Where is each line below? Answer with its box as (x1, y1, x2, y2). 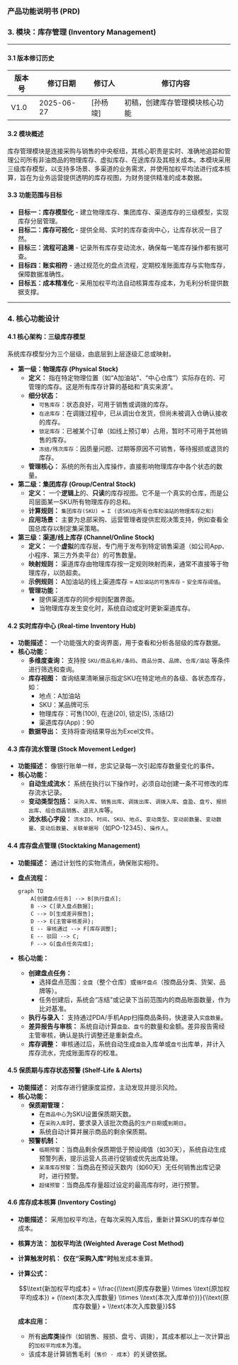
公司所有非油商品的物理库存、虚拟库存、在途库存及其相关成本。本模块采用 (13, 155, 231, 164)
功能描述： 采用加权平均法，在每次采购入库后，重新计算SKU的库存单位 (17, 1215, 225, 1223)
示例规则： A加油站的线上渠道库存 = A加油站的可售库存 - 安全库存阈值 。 (28, 577, 225, 585)
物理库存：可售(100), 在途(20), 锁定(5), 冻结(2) (38, 709, 174, 718)
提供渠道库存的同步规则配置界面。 (38, 595, 139, 603)
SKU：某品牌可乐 (38, 700, 90, 709)
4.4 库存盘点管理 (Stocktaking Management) (7, 841, 140, 850)
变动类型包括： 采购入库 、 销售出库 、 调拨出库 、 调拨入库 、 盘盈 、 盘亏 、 (28, 797, 217, 806)
